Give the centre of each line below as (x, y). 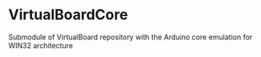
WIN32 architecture (41, 45)
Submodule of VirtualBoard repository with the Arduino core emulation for (130, 37)
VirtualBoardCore (68, 15)
